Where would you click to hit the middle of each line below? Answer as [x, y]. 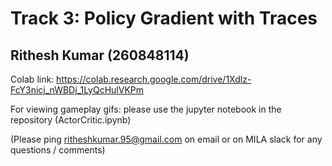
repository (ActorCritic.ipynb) [71, 120]
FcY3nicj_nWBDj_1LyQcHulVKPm [77, 90]
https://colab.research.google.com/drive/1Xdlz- [154, 79]
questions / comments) [58, 150]
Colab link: [32, 79]
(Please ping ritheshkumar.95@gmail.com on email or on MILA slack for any [166, 139]
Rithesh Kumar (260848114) [100, 55]
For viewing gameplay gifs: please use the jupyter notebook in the [146, 109]
